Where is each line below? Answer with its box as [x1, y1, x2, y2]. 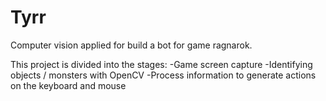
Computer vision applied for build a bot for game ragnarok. [10, 39, 253, 51]
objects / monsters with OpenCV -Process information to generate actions [10, 69, 317, 81]
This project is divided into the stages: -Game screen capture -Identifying [10, 58, 313, 70]
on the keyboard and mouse [10, 79, 127, 91]
